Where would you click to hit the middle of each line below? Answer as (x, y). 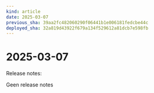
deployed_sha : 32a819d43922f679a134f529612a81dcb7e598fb (77, 28)
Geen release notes (30, 85)
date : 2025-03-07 (27, 17)
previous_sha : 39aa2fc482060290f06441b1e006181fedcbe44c (77, 22)
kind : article (24, 11)
